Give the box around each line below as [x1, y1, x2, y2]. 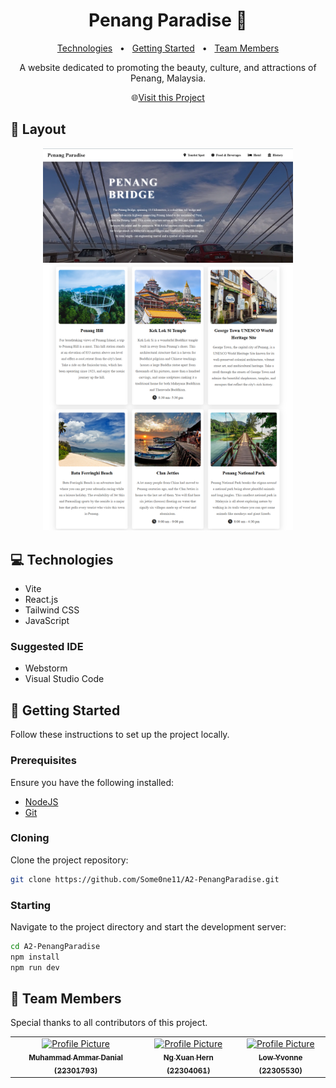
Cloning [10, 831, 50, 845]
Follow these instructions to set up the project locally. [10, 729, 230, 741]
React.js [24, 594, 59, 606]
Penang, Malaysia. [129, 72, 207, 84]
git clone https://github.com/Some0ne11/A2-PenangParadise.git [10, 874, 280, 884]
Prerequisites [10, 754, 77, 768]
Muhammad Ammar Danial [28, 1053, 123, 1063]
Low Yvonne [258, 1053, 303, 1063]
